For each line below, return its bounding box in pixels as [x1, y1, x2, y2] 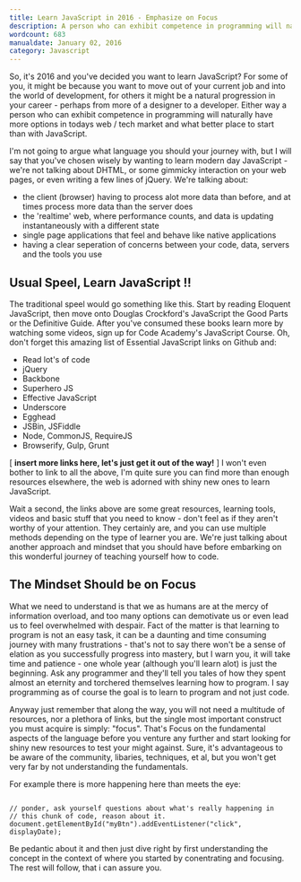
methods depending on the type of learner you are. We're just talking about [9, 531, 288, 543]
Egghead [21, 411, 56, 422]
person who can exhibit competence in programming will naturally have [9, 109, 273, 120]
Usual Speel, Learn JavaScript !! [9, 275, 192, 290]
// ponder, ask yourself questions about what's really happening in [9, 804, 275, 813]
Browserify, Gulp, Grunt [21, 440, 109, 450]
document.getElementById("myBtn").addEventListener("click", [9, 819, 243, 828]
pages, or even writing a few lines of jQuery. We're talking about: [9, 174, 249, 185]
